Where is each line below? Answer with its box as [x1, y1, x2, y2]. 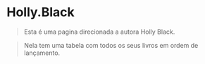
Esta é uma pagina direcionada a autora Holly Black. [23, 27, 175, 36]
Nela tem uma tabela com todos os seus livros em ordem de [23, 41, 199, 49]
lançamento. [23, 49, 61, 57]
